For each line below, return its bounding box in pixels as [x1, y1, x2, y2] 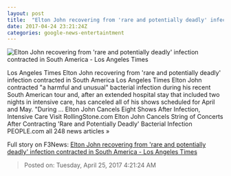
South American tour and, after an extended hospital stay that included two [7, 91, 220, 99]
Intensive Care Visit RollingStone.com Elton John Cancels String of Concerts [7, 113, 223, 121]
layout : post [7, 10, 45, 17]
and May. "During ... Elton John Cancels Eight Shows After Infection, [7, 105, 201, 113]
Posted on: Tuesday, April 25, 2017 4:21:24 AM [23, 161, 157, 169]
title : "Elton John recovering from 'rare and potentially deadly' [7, 16, 208, 23]
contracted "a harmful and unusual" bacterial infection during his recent [7, 83, 211, 91]
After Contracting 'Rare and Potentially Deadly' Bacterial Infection [7, 120, 192, 128]
